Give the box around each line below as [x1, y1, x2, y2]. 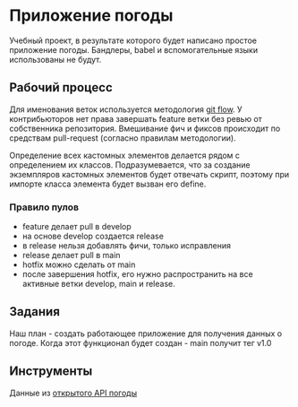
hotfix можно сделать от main [21, 259, 136, 270]
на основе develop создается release [21, 230, 164, 242]
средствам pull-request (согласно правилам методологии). [9, 132, 236, 143]
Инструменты [9, 364, 93, 379]
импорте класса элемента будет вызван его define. [9, 178, 207, 189]
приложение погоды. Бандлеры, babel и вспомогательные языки [9, 44, 258, 55]
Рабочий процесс [9, 80, 114, 95]
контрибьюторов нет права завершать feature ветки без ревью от [9, 113, 262, 124]
